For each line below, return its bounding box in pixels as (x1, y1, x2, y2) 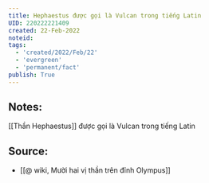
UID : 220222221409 (8, 19, 69, 27)
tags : (8, 41, 26, 49)
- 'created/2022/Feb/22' (15, 49, 98, 56)
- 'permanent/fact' (15, 64, 81, 72)
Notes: (8, 100, 42, 114)
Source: (8, 144, 49, 158)
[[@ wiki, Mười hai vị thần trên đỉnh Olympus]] (19, 165, 172, 175)
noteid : (8, 33, 34, 42)
